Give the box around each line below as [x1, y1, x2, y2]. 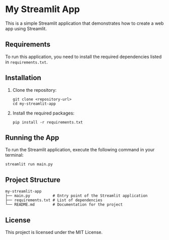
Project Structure [5, 175, 61, 184]
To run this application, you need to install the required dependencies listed [5, 53, 162, 59]
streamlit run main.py [5, 162, 53, 167]
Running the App [5, 133, 60, 142]
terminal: [5, 152, 24, 158]
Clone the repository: [12, 87, 57, 93]
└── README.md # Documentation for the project [5, 202, 123, 207]
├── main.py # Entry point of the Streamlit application [5, 193, 148, 199]
